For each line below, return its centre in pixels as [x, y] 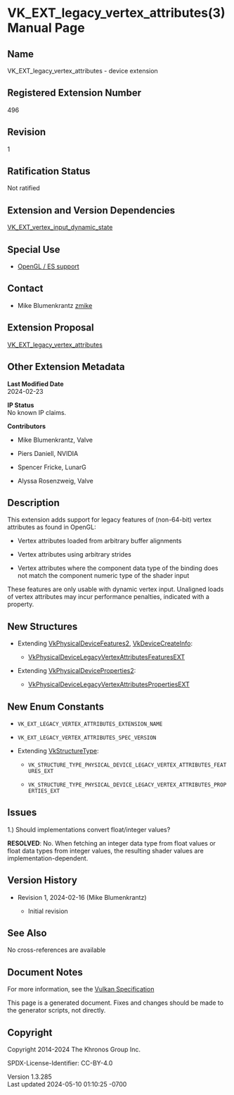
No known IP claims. [37, 412]
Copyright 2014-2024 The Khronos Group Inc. [74, 1049]
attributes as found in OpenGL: [52, 527]
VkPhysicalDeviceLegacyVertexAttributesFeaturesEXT [106, 657]
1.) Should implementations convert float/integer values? [89, 829]
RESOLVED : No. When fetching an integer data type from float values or [112, 843]
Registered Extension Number [74, 93]
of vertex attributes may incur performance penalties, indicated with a [108, 597]
